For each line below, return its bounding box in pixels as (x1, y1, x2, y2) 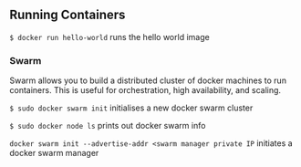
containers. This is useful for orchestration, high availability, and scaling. (9, 85, 281, 96)
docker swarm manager (9, 148, 99, 159)
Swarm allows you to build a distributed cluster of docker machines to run (9, 75, 287, 86)
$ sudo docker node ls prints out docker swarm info (9, 120, 206, 131)
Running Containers (9, 7, 126, 23)
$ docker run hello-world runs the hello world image (9, 31, 210, 42)
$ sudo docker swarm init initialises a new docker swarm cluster (9, 102, 254, 113)
